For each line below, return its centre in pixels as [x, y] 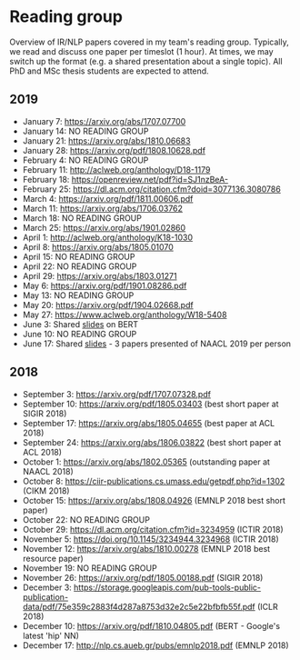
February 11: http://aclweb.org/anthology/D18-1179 [116, 169]
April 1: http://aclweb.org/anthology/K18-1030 [108, 237]
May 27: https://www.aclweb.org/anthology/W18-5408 [125, 315]
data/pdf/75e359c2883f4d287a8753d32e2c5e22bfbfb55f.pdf [139, 606]
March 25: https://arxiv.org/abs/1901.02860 [104, 227]
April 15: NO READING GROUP [79, 256]
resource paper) [53, 558]
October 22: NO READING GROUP [86, 519]
